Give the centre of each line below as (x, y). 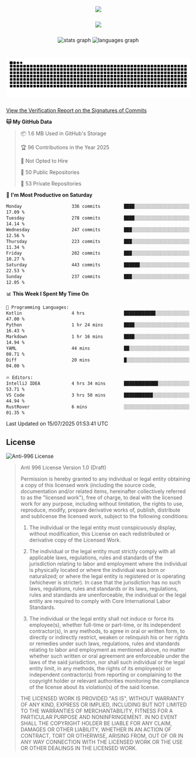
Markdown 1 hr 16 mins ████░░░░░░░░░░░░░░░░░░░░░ (98, 337)
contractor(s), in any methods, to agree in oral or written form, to (107, 631)
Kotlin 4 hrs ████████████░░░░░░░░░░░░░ (98, 313)
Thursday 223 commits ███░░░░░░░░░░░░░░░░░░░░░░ (98, 242)
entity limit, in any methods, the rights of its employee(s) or (100, 669)
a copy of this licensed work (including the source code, (88, 485)
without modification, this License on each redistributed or (99, 534)
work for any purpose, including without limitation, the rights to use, (102, 504)
